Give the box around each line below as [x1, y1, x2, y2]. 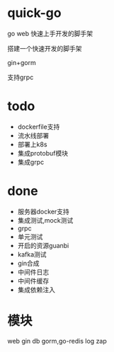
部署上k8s [17, 140, 47, 148]
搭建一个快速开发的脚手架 [7, 44, 82, 52]
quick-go [7, 5, 62, 21]
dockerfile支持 [17, 122, 60, 131]
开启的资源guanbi [17, 241, 69, 250]
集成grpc [17, 158, 45, 166]
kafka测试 [17, 250, 47, 259]
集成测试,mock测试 [17, 216, 74, 224]
